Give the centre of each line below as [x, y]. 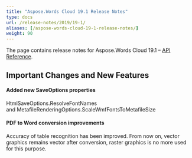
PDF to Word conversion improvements [55, 123]
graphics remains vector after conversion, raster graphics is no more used [96, 142]
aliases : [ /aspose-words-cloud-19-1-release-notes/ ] [72, 28]
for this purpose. [26, 149]
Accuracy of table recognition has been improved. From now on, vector [93, 136]
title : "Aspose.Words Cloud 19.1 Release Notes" [67, 11]
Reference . [19, 57]
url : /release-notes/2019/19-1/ [46, 22]
